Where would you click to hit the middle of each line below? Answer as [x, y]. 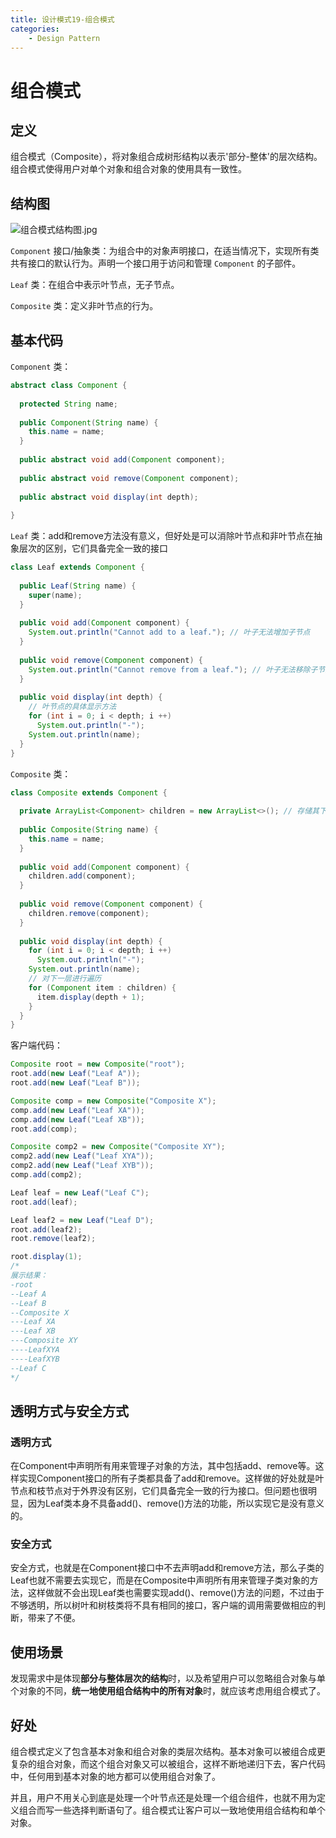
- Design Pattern [64, 38]
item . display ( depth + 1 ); [90, 997]
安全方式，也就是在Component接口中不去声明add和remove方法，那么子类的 [167, 1568]
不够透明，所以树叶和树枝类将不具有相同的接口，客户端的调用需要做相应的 [163, 1605]
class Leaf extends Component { [77, 567]
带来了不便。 [54, 1618]
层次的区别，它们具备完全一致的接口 [93, 548]
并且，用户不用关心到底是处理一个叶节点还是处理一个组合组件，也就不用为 [163, 1798]
